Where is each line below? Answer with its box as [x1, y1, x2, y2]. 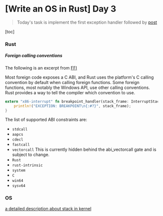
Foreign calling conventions [5, 53, 63, 58]
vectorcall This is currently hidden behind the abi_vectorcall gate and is [12, 146, 157, 153]
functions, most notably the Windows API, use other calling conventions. [5, 85, 150, 90]
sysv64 [12, 184, 26, 188]
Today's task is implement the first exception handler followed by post [16, 19, 157, 25]
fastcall [12, 143, 30, 147]
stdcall [12, 127, 28, 132]
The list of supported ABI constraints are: [5, 117, 87, 123]
